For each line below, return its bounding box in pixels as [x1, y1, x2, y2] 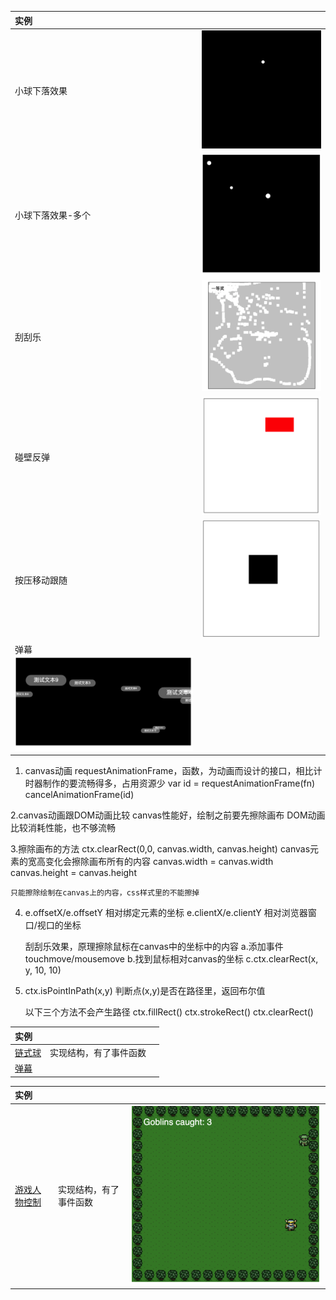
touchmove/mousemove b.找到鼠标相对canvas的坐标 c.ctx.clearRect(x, [24, 953, 319, 965]
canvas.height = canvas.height [10, 867, 137, 879]
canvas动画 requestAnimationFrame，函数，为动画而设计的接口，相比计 [24, 765, 323, 777]
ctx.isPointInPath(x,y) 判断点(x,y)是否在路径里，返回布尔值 [24, 985, 266, 997]
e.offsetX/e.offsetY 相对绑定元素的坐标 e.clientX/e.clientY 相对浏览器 [24, 907, 308, 919]
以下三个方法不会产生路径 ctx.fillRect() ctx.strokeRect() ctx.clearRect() [24, 1006, 314, 1018]
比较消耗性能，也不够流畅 [10, 822, 116, 834]
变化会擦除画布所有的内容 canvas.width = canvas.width [44, 856, 274, 868]
